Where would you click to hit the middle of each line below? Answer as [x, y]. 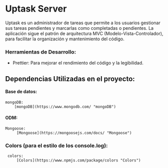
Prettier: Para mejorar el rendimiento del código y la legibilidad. [78, 63]
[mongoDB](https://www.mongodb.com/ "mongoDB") [65, 106]
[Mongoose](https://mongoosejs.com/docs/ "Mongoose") [74, 133]
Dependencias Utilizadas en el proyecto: [70, 79]
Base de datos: [21, 92]
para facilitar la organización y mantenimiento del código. [65, 39]
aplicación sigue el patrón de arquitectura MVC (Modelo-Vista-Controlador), [84, 33]
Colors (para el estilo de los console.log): [57, 145]
